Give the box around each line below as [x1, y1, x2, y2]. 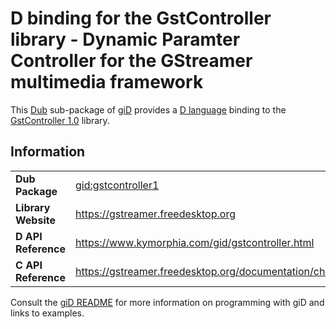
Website [15, 213, 56, 227]
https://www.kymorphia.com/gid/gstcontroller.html [74, 235, 315, 249]
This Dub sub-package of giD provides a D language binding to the [10, 103, 287, 116]
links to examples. [10, 307, 85, 319]
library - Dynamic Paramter [10, 28, 241, 51]
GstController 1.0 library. [10, 114, 110, 126]
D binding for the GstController [10, 7, 272, 30]
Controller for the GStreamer [10, 50, 253, 72]
